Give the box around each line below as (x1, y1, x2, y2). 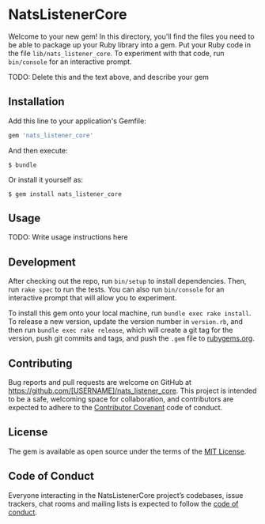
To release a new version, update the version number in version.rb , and (8, 317, 244, 326)
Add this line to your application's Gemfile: (8, 116, 146, 126)
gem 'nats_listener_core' (8, 131, 93, 139)
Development (8, 255, 77, 269)
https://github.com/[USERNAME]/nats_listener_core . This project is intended (8, 386, 257, 396)
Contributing (8, 356, 73, 370)
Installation (8, 95, 65, 108)
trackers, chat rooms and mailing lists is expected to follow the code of (8, 499, 239, 508)
